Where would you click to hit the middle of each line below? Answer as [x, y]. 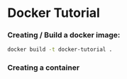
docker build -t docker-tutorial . [60, 50]
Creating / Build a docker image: [64, 35]
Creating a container [44, 68]
